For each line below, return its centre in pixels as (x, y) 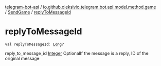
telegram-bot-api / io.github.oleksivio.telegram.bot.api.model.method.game (81, 7)
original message (22, 58)
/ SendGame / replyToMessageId (38, 12)
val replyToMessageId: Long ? (35, 44)
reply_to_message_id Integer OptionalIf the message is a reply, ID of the (77, 53)
